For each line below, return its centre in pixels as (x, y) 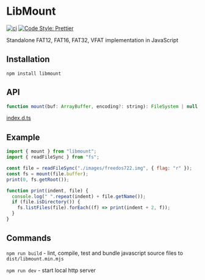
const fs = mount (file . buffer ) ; (47, 174)
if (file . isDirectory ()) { (46, 202)
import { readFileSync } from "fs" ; (53, 157)
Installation (28, 59)
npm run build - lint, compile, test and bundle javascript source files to (95, 253)
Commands (29, 238)
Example (23, 137)
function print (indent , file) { (47, 191)
